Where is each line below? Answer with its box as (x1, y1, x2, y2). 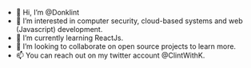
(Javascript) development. (15, 25, 103, 34)
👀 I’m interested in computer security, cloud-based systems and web (15, 16, 243, 26)
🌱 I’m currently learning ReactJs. (15, 33, 124, 42)
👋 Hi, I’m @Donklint (15, 8, 80, 17)
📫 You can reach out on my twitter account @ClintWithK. (15, 50, 205, 60)
